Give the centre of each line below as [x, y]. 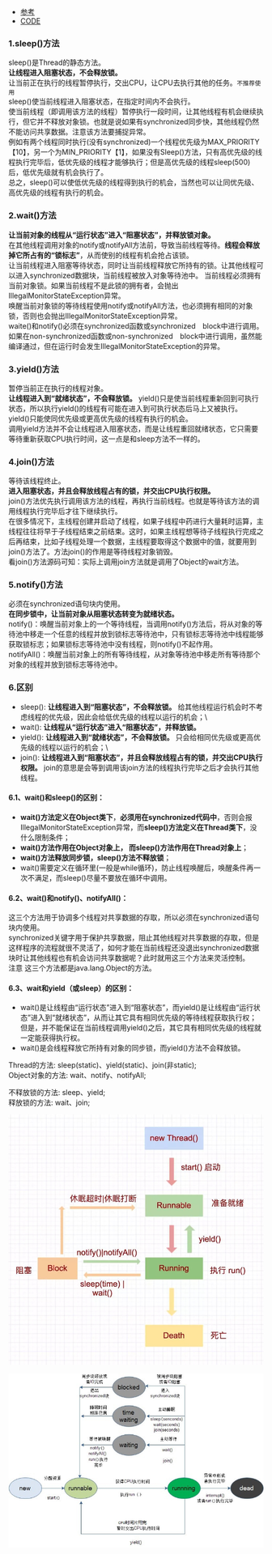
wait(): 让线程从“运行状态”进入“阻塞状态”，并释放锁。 [110, 727]
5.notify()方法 [36, 585]
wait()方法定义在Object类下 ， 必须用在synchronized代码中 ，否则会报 [136, 817]
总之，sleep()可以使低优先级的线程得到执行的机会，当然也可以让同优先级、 [134, 183]
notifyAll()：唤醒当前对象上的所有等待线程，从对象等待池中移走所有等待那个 [134, 655]
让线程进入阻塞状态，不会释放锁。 [65, 73]
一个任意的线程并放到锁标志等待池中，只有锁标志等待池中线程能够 [153, 635]
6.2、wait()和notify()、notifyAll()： [68, 898]
